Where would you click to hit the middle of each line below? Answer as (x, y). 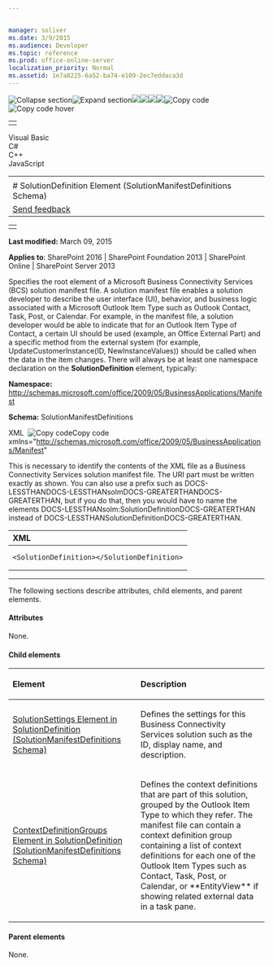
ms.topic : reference (43, 53)
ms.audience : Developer (49, 46)
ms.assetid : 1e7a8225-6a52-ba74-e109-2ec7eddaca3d (96, 76)
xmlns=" (22, 441)
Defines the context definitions (199, 784)
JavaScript (26, 163)
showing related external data (197, 897)
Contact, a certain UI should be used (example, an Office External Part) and (135, 333)
